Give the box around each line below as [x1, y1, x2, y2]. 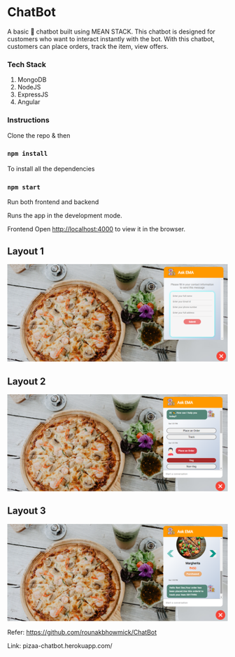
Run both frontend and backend [7, 198, 99, 206]
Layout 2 [7, 375, 46, 387]
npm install [7, 150, 48, 158]
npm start [7, 183, 41, 191]
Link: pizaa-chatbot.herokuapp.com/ [7, 641, 113, 650]
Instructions [7, 115, 50, 125]
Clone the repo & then [7, 131, 71, 140]
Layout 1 [7, 245, 44, 257]
